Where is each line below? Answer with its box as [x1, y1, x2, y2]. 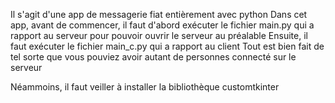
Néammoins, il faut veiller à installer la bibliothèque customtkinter [10, 81, 280, 93]
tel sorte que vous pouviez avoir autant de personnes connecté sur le [10, 51, 297, 63]
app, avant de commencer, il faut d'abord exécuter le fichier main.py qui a [10, 19, 315, 31]
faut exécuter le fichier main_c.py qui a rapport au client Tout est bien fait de [10, 40, 325, 52]
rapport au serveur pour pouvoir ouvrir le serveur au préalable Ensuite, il [10, 30, 308, 41]
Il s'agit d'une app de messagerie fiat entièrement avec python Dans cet [10, 9, 308, 20]
